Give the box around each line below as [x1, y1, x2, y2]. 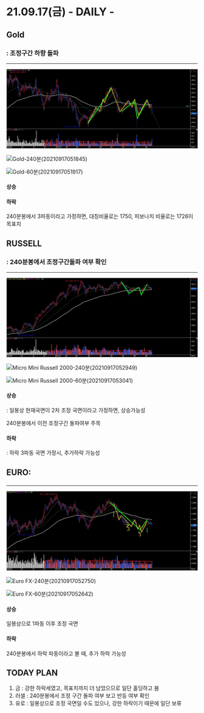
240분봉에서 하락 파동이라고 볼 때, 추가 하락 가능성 [6, 650, 126, 657]
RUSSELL [6, 238, 42, 248]
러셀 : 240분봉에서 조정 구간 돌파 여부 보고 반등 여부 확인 [15, 692, 150, 700]
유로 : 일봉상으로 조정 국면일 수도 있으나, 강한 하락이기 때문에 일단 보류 [15, 700, 182, 707]
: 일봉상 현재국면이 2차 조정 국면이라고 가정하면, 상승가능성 [6, 406, 146, 414]
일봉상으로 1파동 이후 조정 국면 [6, 620, 78, 627]
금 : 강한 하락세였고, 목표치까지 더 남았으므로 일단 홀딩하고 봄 [15, 684, 160, 692]
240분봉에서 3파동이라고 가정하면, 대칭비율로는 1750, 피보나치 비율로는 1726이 [6, 213, 194, 220]
